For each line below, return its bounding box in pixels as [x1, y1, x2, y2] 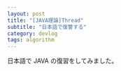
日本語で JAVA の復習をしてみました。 [7, 57, 118, 65]
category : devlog [7, 30, 58, 37]
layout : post [7, 10, 45, 18]
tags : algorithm [7, 37, 55, 44]
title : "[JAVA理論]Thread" [7, 17, 84, 24]
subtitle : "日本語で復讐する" [7, 23, 87, 30]
